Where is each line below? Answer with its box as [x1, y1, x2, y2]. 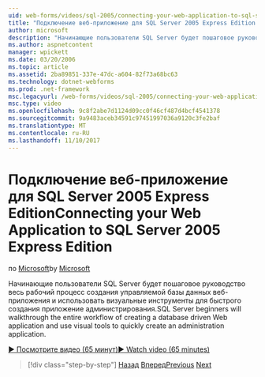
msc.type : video [8, 100, 62, 107]
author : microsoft [8, 26, 69, 34]
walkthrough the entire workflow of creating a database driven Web [8, 313, 228, 322]
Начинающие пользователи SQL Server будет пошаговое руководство [8, 279, 246, 288]
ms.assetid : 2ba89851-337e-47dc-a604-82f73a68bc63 [8, 70, 178, 78]
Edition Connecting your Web [8, 204, 202, 222]
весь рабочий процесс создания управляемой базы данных [8, 288, 211, 297]
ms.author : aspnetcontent [8, 41, 93, 49]
